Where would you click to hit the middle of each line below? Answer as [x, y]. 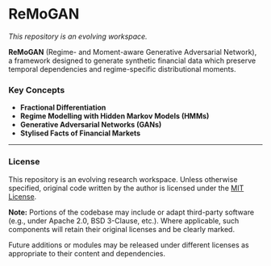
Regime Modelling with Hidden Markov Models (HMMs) [115, 116]
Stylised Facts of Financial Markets [80, 133]
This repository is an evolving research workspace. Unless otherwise [123, 179]
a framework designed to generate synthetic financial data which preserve [132, 60]
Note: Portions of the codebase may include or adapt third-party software [131, 212]
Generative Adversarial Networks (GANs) [91, 125]
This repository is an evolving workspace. [78, 36]
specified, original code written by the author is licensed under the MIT [126, 188]
